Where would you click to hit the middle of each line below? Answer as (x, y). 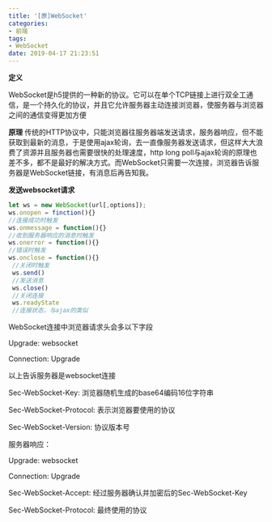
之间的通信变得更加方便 (47, 115)
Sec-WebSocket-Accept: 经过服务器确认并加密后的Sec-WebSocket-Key (128, 493)
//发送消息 (28, 280)
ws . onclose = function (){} (54, 258)
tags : (17, 38)
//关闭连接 (28, 295)
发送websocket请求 (42, 190)
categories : (28, 23)
